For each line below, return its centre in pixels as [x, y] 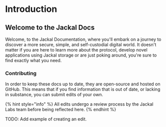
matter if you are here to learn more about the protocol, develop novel [76, 50]
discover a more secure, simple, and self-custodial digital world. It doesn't [81, 45]
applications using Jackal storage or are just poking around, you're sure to [81, 55]
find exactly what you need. [33, 60]
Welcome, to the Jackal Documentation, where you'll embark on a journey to [83, 39]
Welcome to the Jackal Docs [50, 28]
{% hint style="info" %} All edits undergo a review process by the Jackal [79, 104]
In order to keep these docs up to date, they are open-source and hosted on [83, 84]
